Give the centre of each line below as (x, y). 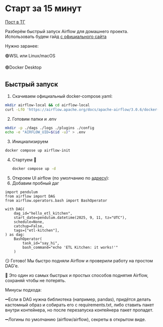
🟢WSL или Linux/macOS (30, 55)
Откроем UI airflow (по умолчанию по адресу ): (61, 178)
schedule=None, (29, 222)
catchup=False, (29, 226)
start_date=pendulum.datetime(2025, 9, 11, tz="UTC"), (70, 218)
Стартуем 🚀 (24, 160)
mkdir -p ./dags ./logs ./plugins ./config (50, 128)
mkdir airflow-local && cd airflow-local (48, 105)
